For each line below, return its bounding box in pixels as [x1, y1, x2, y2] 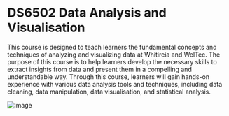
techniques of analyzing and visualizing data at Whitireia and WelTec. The [7, 50, 221, 59]
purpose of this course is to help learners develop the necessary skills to [7, 57, 217, 66]
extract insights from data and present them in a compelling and [7, 65, 193, 73]
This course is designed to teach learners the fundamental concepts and [7, 43, 217, 51]
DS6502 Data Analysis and [7, 5, 167, 21]
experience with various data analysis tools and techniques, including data [7, 80, 223, 88]
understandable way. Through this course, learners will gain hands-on [7, 72, 210, 81]
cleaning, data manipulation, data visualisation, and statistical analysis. [7, 87, 211, 96]
